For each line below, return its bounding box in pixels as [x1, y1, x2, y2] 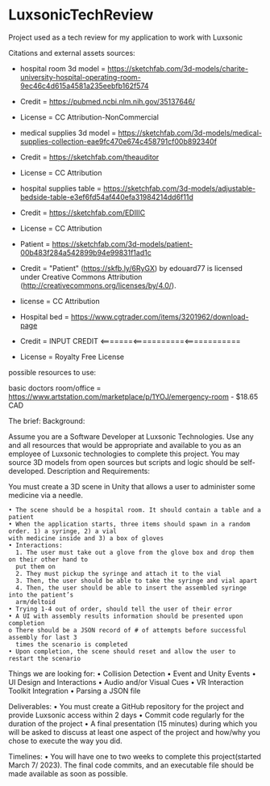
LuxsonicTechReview [8, 6, 154, 24]
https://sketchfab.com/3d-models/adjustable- [103, 184, 256, 193]
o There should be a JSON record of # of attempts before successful [8, 626, 247, 634]
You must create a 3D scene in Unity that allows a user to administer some [8, 481, 255, 491]
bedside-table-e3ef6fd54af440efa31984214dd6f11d [19, 192, 193, 201]
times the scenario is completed [15, 640, 128, 649]
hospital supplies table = [19, 184, 102, 193]
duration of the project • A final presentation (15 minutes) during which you [8, 718, 258, 729]
